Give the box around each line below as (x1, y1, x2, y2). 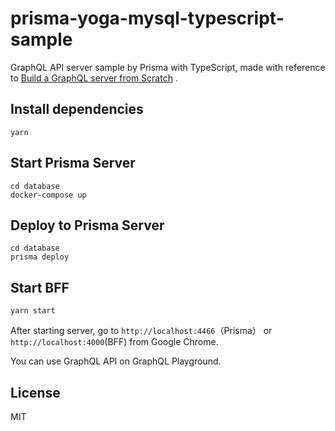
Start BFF (10, 279, 70, 296)
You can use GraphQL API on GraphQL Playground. (10, 355, 222, 367)
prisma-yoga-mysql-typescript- (10, 7, 285, 30)
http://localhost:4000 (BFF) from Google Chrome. (10, 336, 219, 348)
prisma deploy (10, 252, 70, 262)
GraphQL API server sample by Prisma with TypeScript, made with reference (10, 61, 326, 73)
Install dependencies (10, 101, 144, 118)
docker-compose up (10, 190, 87, 200)
